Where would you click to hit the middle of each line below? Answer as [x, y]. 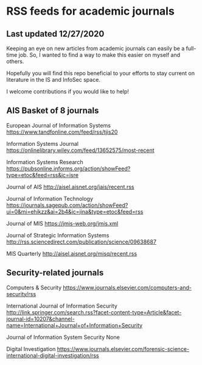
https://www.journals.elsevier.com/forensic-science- [123, 349]
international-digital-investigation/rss [53, 355]
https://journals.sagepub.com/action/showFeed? [67, 205]
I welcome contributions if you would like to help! [68, 92]
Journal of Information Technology [50, 198]
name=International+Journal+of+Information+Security [75, 325]
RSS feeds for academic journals [90, 11]
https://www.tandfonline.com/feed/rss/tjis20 [62, 132]
